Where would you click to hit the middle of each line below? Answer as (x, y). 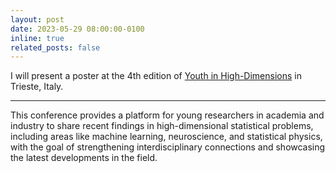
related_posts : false (55, 47)
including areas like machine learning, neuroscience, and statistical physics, (166, 137)
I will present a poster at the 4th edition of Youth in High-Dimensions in (156, 76)
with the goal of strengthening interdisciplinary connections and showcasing (168, 147)
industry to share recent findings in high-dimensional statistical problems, (162, 126)
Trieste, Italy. (37, 87)
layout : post (37, 19)
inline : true (37, 38)
